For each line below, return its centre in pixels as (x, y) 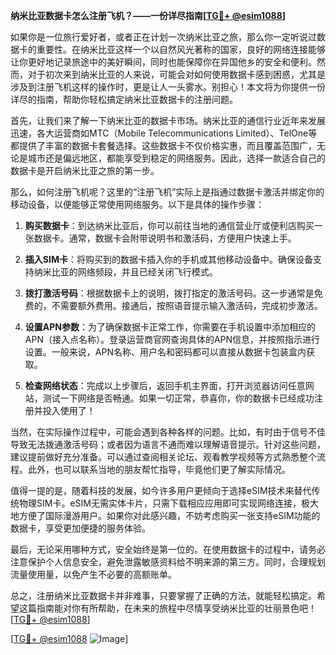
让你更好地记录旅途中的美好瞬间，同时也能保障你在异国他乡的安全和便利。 (163, 62)
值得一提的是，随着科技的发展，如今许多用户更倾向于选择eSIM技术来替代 (161, 490)
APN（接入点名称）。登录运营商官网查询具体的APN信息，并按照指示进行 (172, 339)
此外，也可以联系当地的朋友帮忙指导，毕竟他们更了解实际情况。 (159, 469)
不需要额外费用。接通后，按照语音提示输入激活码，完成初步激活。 (187, 305)
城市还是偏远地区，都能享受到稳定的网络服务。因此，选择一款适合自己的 (176, 158)
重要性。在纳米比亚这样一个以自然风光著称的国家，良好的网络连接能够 (181, 49)
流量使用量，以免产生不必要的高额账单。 (93, 574)
